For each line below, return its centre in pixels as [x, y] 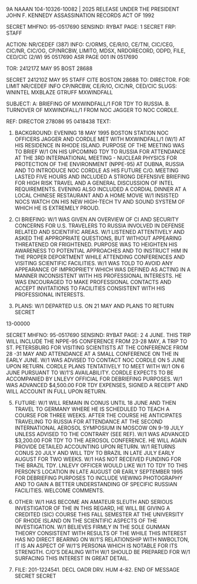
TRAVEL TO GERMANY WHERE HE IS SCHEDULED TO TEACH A [92, 409]
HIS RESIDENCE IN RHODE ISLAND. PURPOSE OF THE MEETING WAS [99, 145]
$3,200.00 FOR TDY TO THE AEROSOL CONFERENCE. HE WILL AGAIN [101, 440]
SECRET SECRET [35, 576]
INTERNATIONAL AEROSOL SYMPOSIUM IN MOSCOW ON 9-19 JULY [99, 428]
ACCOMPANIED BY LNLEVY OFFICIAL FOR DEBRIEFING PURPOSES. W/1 [94, 379]
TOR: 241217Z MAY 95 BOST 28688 [49, 68]
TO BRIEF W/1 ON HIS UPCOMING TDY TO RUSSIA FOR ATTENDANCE [100, 151]
